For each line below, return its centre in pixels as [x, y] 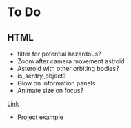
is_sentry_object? [42, 76]
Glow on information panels [56, 83]
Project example [40, 117]
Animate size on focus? [50, 90]
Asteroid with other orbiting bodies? [68, 68]
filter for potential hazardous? [59, 54]
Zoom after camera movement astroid [71, 61]
